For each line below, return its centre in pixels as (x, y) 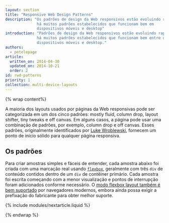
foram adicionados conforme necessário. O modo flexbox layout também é (83, 185)
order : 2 (19, 71)
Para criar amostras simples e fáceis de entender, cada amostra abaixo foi (82, 164)
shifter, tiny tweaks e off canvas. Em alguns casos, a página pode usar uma (83, 119)
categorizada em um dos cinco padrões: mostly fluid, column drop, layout (82, 114)
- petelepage (23, 52)
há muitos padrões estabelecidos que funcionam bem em (96, 24)
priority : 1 (18, 80)
